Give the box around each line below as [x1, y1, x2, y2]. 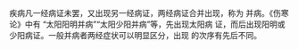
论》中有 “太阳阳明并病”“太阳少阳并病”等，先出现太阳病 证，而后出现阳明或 [9, 19, 286, 29]
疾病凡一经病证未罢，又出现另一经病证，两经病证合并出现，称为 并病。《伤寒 [9, 8, 289, 18]
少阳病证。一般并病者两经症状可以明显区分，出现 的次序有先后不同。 [9, 30, 261, 40]
